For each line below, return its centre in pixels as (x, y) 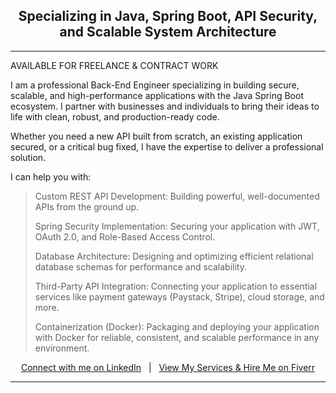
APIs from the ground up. (87, 206)
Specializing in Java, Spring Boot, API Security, (168, 16)
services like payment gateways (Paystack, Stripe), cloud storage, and (179, 296)
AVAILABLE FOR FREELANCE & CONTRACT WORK (114, 65)
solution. (28, 157)
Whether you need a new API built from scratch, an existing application (156, 136)
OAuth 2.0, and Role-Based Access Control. (125, 236)
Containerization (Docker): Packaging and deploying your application (177, 326)
